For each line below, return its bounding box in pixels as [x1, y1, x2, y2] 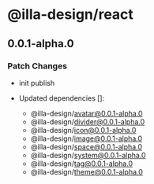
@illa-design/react [7, 6, 133, 24]
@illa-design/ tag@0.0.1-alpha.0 [30, 159, 133, 168]
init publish [18, 78, 55, 87]
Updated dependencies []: [18, 93, 105, 103]
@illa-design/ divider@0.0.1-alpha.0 [30, 116, 145, 127]
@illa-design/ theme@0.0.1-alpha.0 [30, 167, 144, 176]
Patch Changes [7, 61, 68, 72]
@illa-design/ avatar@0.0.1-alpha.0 [30, 109, 143, 118]
